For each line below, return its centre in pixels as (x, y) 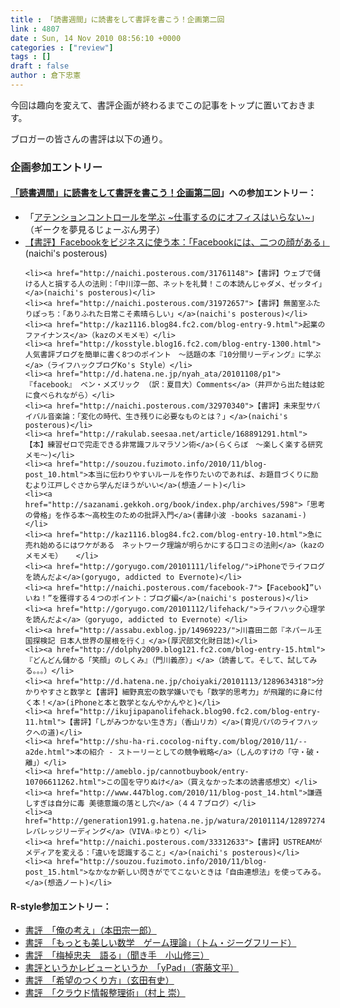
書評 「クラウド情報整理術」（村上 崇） (105, 993)
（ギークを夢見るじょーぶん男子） (95, 229)
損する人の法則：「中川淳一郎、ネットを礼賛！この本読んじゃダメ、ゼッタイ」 (188, 284)
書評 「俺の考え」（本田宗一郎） (90, 930)
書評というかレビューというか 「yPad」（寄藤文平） (132, 968)
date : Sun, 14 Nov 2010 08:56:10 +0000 (96, 38)
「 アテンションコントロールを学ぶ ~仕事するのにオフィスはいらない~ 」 (172, 217)
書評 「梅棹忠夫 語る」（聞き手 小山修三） (117, 955)
